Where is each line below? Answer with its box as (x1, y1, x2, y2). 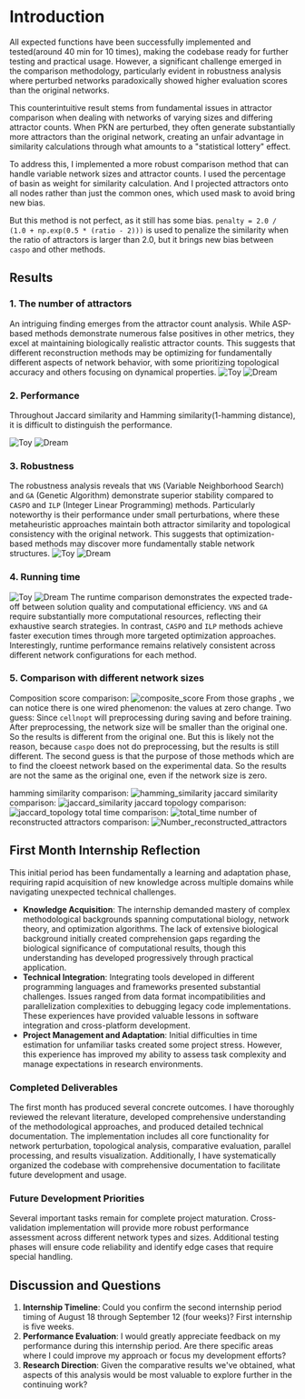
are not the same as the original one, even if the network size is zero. (9, 770, 268, 781)
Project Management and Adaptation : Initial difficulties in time (22, 1029, 258, 1040)
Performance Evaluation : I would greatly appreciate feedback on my (22, 1331, 281, 1342)
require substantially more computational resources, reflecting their (9, 611, 261, 622)
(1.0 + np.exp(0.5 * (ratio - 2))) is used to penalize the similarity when (9, 225, 289, 235)
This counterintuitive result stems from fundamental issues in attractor (9, 102, 272, 113)
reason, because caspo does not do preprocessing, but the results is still (9, 741, 280, 752)
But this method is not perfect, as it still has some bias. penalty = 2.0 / (9, 215, 277, 225)
